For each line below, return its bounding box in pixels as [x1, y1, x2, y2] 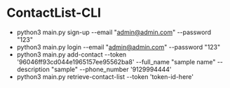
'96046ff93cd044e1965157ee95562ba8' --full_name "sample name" [16, 57, 216, 66]
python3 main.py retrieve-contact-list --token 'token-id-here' [16, 72, 194, 81]
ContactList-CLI [6, 5, 102, 21]
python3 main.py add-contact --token [16, 50, 127, 59]
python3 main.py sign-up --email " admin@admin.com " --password [16, 28, 212, 36]
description [16, 65, 50, 73]
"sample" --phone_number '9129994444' [50, 65, 172, 73]
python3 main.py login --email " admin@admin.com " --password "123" [16, 43, 221, 51]
